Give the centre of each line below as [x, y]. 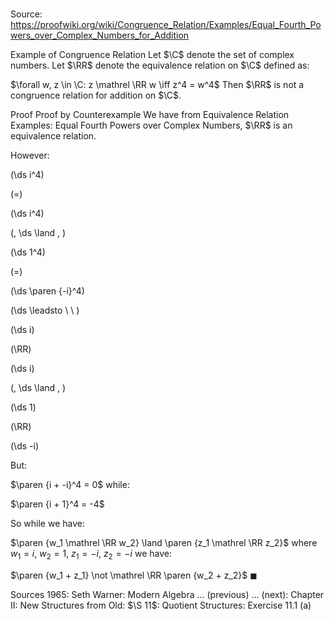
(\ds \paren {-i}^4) [47, 291]
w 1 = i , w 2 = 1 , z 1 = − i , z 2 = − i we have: [91, 555]
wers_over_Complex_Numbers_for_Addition [100, 35]
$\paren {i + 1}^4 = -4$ [57, 504]
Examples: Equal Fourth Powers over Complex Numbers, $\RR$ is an [151, 125]
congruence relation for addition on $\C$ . [96, 95]
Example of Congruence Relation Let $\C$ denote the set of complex [152, 55]
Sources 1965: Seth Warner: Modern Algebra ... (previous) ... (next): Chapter [167, 594]
